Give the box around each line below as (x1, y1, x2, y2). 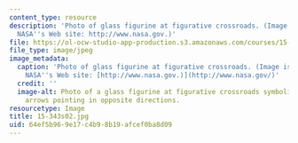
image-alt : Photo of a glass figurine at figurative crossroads (17, 87, 260, 96)
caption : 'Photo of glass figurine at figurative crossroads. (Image (17, 63, 279, 72)
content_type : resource (9, 12, 98, 22)
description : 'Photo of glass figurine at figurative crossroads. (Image (9, 21, 288, 30)
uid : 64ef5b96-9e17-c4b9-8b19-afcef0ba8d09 (9, 121, 173, 130)
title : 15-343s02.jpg (9, 112, 90, 121)
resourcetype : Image (9, 104, 86, 113)
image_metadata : (9, 54, 69, 63)
